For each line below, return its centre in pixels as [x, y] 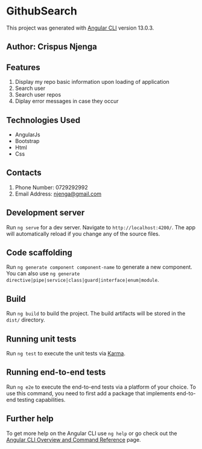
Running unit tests [41, 339]
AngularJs [27, 135]
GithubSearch [42, 11]
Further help [30, 419]
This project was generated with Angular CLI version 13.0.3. [80, 28]
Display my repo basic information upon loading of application [92, 82]
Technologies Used [43, 120]
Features [23, 67]
